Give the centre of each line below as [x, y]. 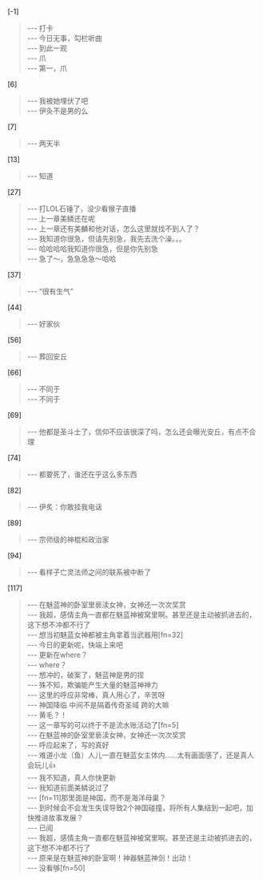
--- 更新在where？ [58, 655]
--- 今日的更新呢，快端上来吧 [75, 645]
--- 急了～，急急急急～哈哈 [72, 259]
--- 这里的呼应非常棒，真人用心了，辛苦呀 [96, 695]
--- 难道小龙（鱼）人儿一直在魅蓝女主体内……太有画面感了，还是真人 [141, 755]
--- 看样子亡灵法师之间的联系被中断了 [89, 572]
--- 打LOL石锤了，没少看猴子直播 [82, 209]
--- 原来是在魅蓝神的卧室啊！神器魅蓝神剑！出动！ [110, 858]
